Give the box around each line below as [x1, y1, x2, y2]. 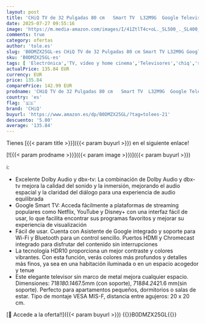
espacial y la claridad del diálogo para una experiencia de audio [15, 189, 176, 196]
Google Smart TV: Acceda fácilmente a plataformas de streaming [15, 202, 179, 209]
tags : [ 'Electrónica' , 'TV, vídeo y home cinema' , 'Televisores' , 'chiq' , [6, 60, 195, 66]
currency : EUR [6, 72, 43, 78]
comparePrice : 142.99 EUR [6, 83, 72, 89]
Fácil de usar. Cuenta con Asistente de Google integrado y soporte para [15, 227, 196, 235]
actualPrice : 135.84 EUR [6, 65, 70, 72]
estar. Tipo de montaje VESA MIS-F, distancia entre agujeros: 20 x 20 [15, 293, 190, 300]
